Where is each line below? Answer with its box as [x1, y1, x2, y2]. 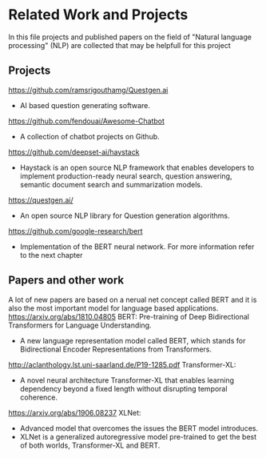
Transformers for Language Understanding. [8, 320, 152, 330]
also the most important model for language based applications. [8, 303, 219, 313]
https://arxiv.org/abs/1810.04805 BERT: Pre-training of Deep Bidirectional [8, 311, 250, 321]
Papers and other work [8, 274, 125, 287]
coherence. [19, 392, 58, 402]
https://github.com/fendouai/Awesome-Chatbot [8, 116, 165, 126]
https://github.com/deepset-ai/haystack [8, 147, 140, 157]
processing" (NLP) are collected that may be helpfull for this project [8, 40, 231, 50]
